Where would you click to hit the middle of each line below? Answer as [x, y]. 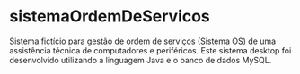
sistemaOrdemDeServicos [110, 16]
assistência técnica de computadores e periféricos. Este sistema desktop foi [150, 50]
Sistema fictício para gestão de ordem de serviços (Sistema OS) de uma [143, 41]
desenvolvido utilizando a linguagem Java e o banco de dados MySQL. [141, 60]
